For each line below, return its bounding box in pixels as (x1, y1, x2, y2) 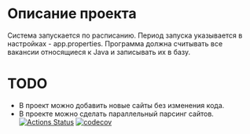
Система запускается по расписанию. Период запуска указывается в (7, 31, 243, 40)
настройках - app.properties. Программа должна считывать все (7, 38, 223, 48)
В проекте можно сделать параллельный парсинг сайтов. (18, 109, 214, 118)
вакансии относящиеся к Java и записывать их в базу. (7, 47, 191, 56)
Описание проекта (7, 5, 137, 23)
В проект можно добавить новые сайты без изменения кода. (18, 100, 225, 110)
